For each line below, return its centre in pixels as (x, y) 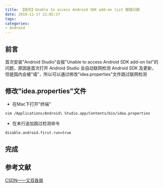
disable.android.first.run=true (38, 133)
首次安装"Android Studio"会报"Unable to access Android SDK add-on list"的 (82, 62)
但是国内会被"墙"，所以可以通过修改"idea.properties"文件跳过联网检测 (76, 74)
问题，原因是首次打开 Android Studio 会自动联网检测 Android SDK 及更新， (81, 68)
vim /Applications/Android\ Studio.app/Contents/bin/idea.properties (78, 113)
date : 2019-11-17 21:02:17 (33, 14)
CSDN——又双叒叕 (24, 180)
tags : (11, 19)
